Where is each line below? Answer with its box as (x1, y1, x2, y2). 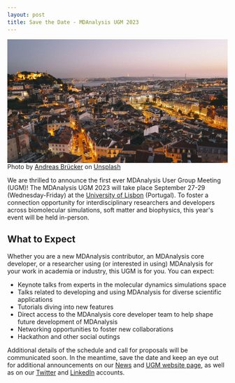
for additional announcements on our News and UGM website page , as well (7, 361, 225, 369)
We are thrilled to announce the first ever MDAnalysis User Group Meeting (7, 176, 222, 185)
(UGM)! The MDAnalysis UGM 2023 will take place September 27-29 (7, 184, 206, 191)
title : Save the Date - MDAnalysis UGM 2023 (7, 18, 139, 26)
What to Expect (7, 233, 76, 245)
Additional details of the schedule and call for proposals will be (7, 346, 188, 354)
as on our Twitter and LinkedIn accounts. (7, 368, 125, 377)
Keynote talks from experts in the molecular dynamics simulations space (17, 280, 227, 289)
